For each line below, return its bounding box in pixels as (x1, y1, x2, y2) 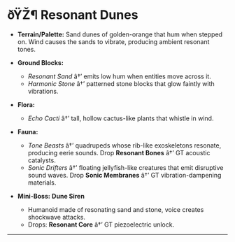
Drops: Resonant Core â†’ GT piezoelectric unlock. (27, 220, 175, 229)
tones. (17, 45, 36, 53)
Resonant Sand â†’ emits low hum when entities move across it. (27, 72, 211, 80)
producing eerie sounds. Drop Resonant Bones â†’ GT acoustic (27, 148, 211, 157)
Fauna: (17, 127, 38, 136)
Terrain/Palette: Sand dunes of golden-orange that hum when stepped (17, 30, 222, 38)
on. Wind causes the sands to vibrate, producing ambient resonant (17, 37, 210, 45)
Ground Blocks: (17, 58, 64, 66)
